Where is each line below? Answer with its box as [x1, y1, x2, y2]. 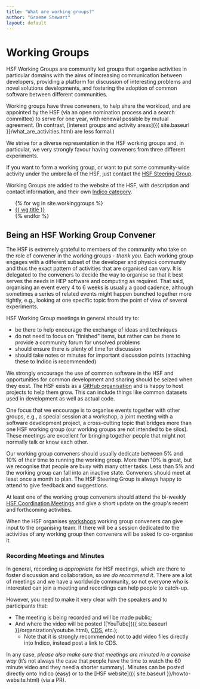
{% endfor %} [14, 213, 50, 220]
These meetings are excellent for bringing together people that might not [6, 432, 186, 439]
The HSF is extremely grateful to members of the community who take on [6, 246, 187, 253]
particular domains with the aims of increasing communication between [6, 72, 182, 79]
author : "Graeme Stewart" [6, 14, 70, 20]
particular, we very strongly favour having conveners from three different [6, 146, 186, 153]
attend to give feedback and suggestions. [6, 482, 109, 489]
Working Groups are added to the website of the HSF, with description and [6, 182, 190, 189]
